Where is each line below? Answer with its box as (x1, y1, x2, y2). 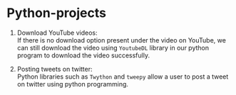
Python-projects (6, 5, 106, 21)
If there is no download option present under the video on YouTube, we (16, 35, 226, 44)
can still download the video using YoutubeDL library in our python (16, 43, 210, 52)
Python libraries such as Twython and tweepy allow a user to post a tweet (16, 72, 229, 81)
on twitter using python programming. (16, 79, 129, 88)
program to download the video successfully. (16, 51, 150, 60)
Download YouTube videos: (16, 28, 98, 37)
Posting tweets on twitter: (16, 65, 93, 73)
